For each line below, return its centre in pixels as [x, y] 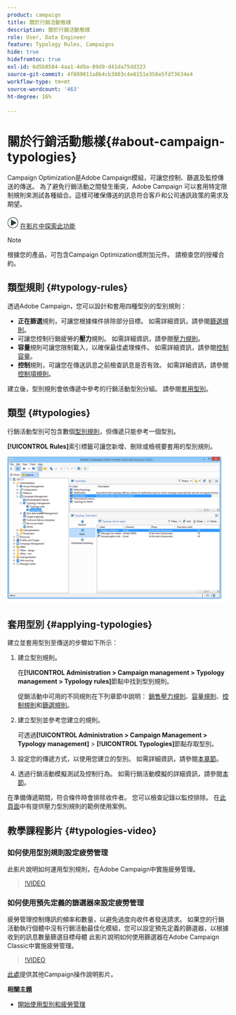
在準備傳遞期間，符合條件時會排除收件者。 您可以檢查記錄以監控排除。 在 [113, 797]
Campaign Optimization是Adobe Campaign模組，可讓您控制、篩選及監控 [112, 178]
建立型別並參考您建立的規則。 [60, 720]
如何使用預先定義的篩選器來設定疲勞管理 [76, 902]
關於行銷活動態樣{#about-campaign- [116, 142]
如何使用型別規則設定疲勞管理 [58, 852]
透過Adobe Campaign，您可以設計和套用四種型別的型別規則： [97, 305]
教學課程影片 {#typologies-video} [82, 831]
